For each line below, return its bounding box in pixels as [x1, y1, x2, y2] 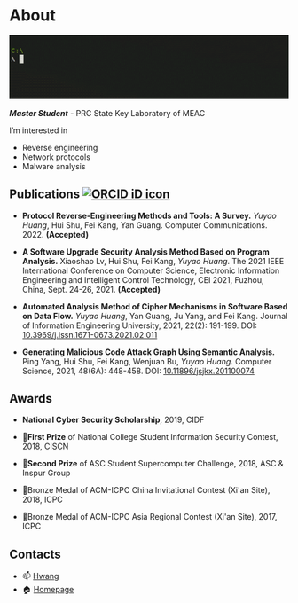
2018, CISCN [21, 441, 69, 452]
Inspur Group [21, 467, 71, 479]
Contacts [9, 546, 62, 561]
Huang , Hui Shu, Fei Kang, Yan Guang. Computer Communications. [21, 219, 268, 231]
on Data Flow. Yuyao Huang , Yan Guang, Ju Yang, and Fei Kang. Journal [21, 310, 288, 321]
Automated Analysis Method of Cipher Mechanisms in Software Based [21, 301, 288, 311]
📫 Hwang [21, 571, 59, 582]
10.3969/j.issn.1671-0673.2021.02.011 [21, 329, 158, 340]
